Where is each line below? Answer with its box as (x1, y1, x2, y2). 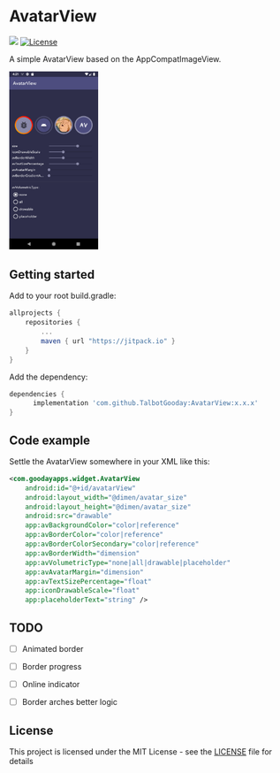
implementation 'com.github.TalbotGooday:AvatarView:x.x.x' (32, 399, 259, 408)
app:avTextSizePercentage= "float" (25, 577, 152, 585)
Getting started (9, 267, 95, 282)
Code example (9, 432, 91, 448)
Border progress (21, 662, 82, 672)
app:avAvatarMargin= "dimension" (25, 568, 144, 577)
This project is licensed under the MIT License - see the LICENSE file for (9, 746, 272, 757)
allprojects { (9, 309, 62, 318)
